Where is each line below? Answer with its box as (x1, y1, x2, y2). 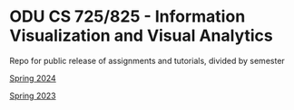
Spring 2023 (9, 90, 56, 101)
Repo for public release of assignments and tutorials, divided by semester (9, 55, 286, 66)
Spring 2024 (9, 72, 56, 83)
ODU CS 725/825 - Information (9, 6, 246, 27)
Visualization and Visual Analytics (9, 25, 274, 46)
